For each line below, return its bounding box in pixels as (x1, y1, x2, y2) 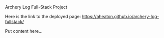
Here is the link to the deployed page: (5, 14, 81, 19)
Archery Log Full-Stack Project (5, 4, 68, 10)
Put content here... (5, 28, 43, 34)
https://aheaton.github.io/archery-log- (82, 14, 160, 19)
